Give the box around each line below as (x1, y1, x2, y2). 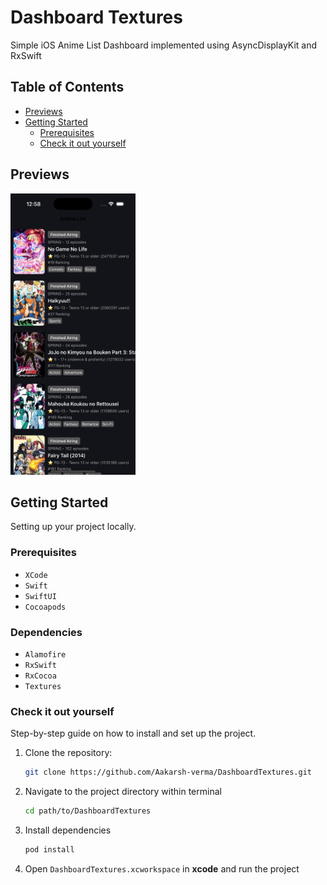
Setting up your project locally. (10, 521, 137, 533)
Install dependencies (24, 824, 112, 836)
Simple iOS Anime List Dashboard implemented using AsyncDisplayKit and (10, 39, 318, 51)
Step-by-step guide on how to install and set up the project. (10, 727, 257, 740)
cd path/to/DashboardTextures (24, 806, 152, 816)
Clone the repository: (24, 747, 113, 759)
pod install (24, 845, 75, 855)
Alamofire (24, 649, 67, 660)
